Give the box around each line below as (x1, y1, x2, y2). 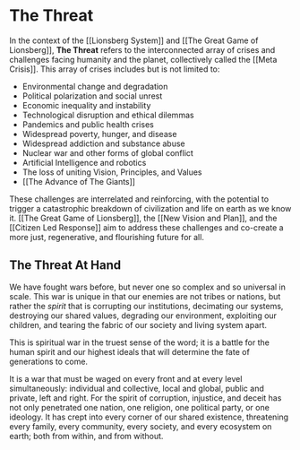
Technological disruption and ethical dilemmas (21, 109, 194, 120)
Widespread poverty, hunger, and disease (21, 128, 177, 139)
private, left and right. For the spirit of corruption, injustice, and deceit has (9, 392, 282, 403)
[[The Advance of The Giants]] (21, 176, 136, 186)
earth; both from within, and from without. (9, 430, 164, 441)
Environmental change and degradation (21, 81, 168, 91)
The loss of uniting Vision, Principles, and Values (21, 167, 202, 177)
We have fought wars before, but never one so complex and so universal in (9, 281, 287, 292)
